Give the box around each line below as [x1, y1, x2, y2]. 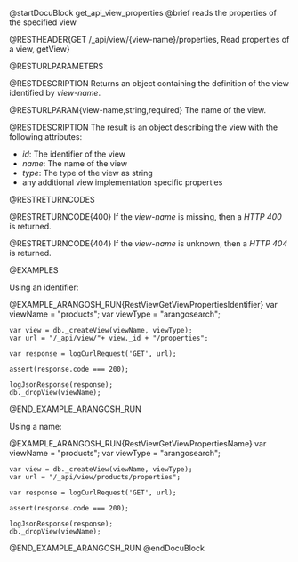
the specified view [9, 17, 77, 28]
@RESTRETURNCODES [9, 195, 95, 205]
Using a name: [9, 421, 62, 431]
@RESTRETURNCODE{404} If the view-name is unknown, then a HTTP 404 [9, 238, 287, 248]
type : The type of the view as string [21, 168, 153, 178]
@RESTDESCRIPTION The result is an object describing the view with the [9, 122, 278, 132]
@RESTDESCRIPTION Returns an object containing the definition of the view [9, 78, 289, 88]
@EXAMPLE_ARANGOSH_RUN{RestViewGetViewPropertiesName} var [9, 438, 267, 448]
